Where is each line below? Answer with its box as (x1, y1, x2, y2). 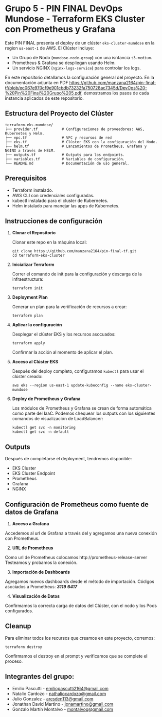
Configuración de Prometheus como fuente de (5, 500, 149, 509)
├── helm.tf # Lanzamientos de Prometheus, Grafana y (5, 144, 147, 149)
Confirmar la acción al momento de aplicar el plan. (12, 349, 113, 355)
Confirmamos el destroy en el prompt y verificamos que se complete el (5, 653, 147, 659)
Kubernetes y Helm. (5, 131, 45, 136)
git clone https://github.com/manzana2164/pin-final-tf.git (12, 249, 137, 254)
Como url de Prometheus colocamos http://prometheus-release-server (5, 555, 147, 560)
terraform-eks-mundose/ (5, 122, 54, 127)
